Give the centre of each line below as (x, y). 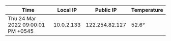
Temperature (147, 10)
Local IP (67, 10)
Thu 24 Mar (22, 18)
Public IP (106, 10)
